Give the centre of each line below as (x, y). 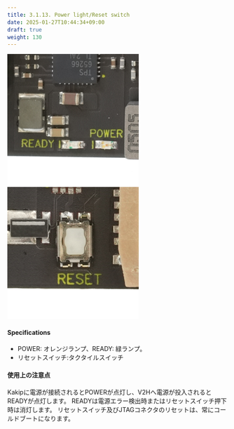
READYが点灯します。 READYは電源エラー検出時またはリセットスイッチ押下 (117, 401)
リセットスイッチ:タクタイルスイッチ (70, 357)
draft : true (25, 29)
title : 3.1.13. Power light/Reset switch (69, 15)
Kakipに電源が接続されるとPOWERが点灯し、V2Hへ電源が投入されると (110, 392)
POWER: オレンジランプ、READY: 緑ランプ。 (82, 349)
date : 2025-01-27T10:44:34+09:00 (56, 22)
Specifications (29, 332)
